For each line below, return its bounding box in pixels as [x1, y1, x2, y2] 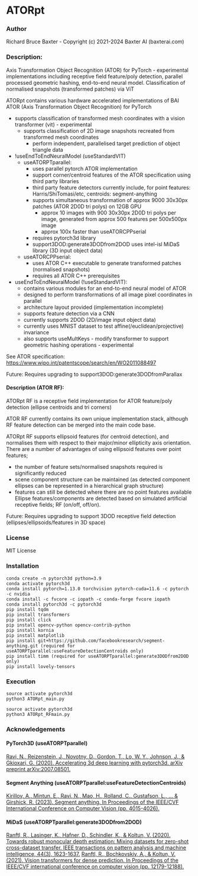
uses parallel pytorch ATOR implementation [32, 165, 138, 172]
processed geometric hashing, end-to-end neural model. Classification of [6, 79, 186, 86]
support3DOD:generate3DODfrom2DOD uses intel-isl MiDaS [32, 241, 180, 248]
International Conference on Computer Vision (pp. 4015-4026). [6, 805, 160, 812]
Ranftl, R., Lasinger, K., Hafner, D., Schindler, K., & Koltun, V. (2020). [6, 832, 171, 839]
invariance [23, 328, 49, 335]
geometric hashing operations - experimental [23, 341, 134, 349]
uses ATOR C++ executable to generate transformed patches [32, 259, 181, 267]
